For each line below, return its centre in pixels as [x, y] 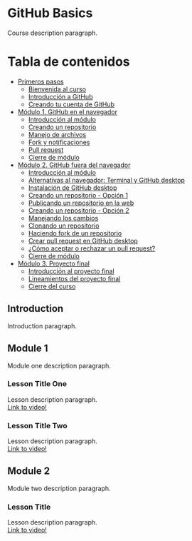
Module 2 [29, 471]
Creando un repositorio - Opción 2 [79, 210]
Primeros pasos [41, 81]
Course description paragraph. [53, 33]
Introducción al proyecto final [71, 271]
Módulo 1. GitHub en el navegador [67, 111]
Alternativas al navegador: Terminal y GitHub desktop [106, 180]
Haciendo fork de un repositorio [75, 233]
